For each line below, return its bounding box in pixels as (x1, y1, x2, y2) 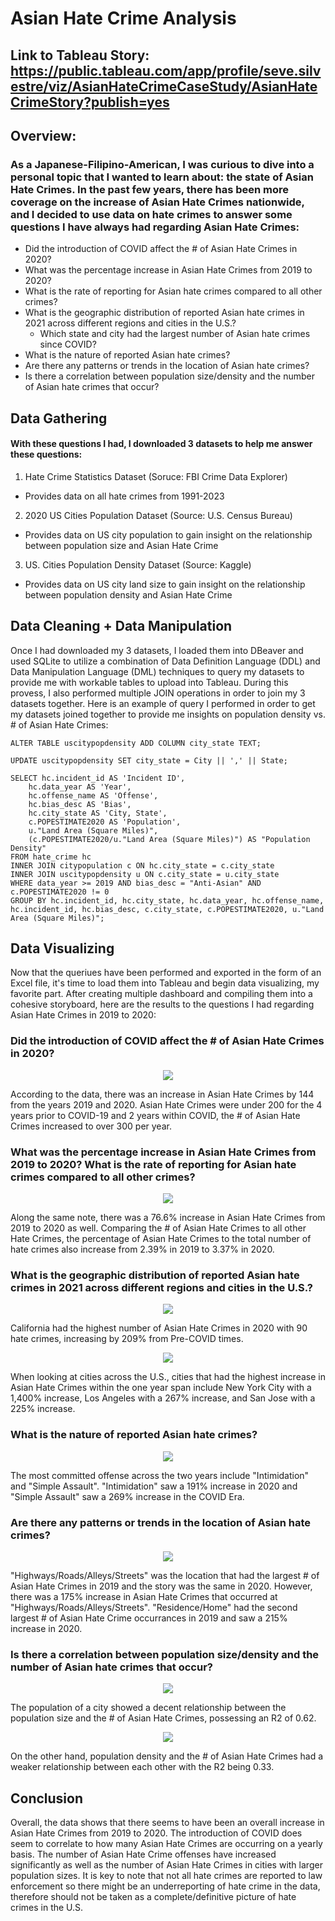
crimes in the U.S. (10, 1902, 84, 1914)
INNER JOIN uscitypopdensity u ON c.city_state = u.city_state (10, 869, 280, 879)
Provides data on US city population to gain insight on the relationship (24, 528, 313, 541)
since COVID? (39, 338, 97, 351)
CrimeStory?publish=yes (10, 93, 170, 111)
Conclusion (10, 1790, 84, 1807)
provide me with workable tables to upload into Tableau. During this (10, 676, 289, 688)
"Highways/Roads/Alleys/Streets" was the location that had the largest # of (10, 1569, 320, 1581)
